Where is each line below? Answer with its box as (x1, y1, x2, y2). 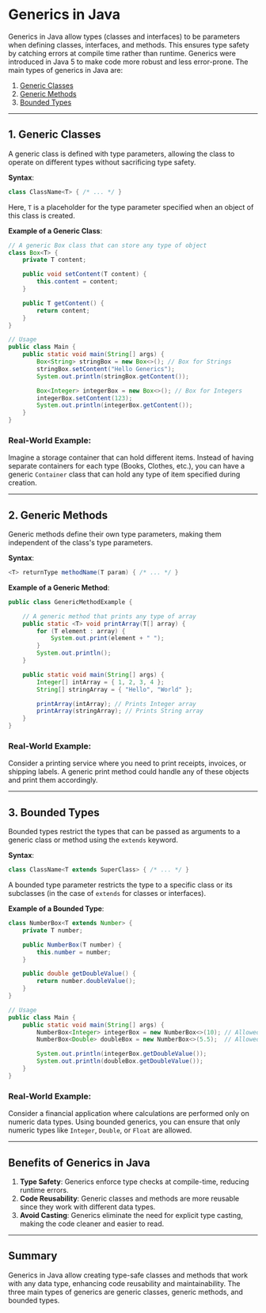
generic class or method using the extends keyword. (8, 835, 178, 844)
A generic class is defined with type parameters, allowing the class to (8, 149, 235, 158)
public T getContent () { (22, 299, 104, 307)
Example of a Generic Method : (8, 583, 110, 592)
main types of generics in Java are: (8, 65, 123, 74)
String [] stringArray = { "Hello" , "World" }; (36, 685, 193, 693)
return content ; (36, 306, 90, 314)
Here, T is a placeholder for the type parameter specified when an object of (8, 202, 254, 211)
